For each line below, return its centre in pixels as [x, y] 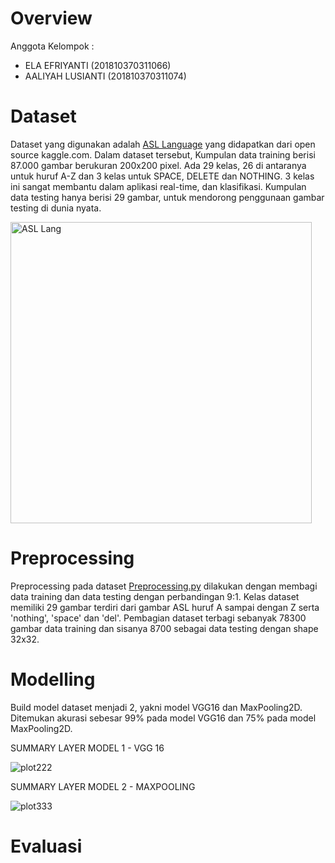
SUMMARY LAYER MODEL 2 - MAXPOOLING [103, 786]
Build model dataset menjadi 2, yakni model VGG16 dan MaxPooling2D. [156, 707]
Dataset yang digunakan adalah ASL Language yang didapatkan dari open [163, 144]
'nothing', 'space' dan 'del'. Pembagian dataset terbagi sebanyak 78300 [158, 618]
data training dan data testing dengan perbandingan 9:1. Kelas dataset [155, 596]
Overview [51, 18]
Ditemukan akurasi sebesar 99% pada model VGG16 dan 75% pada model [163, 718]
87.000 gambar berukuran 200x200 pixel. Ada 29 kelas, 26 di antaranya [158, 165]
